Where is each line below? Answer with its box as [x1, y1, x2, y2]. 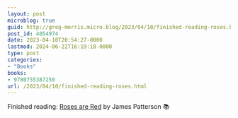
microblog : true [7, 17, 55, 24]
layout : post [7, 10, 46, 18]
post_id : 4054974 [7, 30, 59, 37]
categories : [7, 57, 42, 64]
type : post [7, 50, 40, 57]
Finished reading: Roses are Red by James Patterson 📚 [7, 102, 170, 111]
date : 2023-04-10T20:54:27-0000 [7, 37, 103, 44]
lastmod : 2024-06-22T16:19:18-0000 [7, 43, 113, 50]
